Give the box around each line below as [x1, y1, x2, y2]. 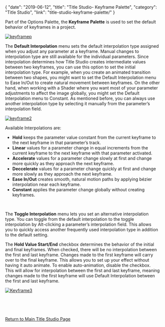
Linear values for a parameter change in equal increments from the [12, 145, 148, 150]
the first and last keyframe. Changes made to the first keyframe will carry [5, 252, 153, 258]
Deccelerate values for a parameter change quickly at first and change [12, 166, 156, 172]
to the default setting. [5, 232, 49, 238]
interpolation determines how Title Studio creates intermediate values [5, 59, 146, 64]
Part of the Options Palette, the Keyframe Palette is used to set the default [5, 19, 156, 25]
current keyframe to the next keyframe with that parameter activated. [12, 150, 153, 156]
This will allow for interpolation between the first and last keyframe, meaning [5, 268, 160, 273]
